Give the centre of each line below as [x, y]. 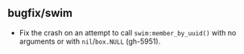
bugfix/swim [40, 13]
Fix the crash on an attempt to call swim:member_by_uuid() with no [128, 32]
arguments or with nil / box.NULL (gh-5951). [90, 41]
